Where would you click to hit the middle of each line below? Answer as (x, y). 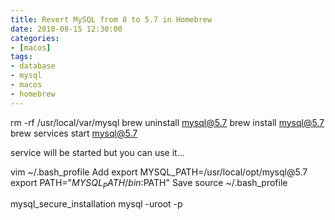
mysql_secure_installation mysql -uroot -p (96, 204)
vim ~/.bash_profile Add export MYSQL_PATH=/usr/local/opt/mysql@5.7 (159, 172)
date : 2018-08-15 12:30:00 (66, 29)
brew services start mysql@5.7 (74, 133)
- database (33, 66)
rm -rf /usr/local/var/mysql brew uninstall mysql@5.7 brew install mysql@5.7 (167, 122)
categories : (35, 38)
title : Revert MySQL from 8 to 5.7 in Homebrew (111, 19)
